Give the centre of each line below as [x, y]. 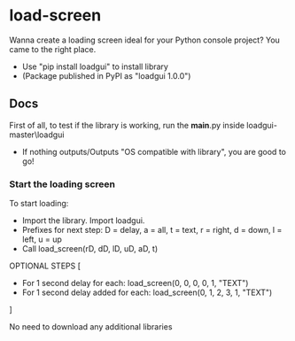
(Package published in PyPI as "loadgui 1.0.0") [106, 75]
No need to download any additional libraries [91, 327]
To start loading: [39, 204]
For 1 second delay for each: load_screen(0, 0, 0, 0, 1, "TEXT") [135, 283]
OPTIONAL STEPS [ [45, 266]
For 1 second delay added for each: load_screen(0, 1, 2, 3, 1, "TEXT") [147, 292]
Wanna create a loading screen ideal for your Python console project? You [145, 40]
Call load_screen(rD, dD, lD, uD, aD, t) [90, 249]
